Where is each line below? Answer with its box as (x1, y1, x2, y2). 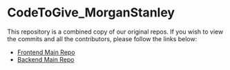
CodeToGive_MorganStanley (7, 5, 175, 21)
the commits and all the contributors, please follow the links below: (7, 34, 198, 43)
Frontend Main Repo (17, 48, 75, 56)
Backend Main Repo (17, 55, 75, 63)
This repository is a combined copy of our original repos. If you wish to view (7, 27, 224, 36)
